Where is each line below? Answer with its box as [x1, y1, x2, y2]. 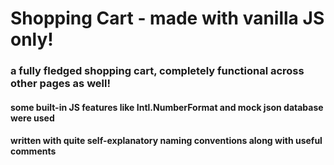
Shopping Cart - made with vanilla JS [10, 7, 325, 30]
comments [10, 145, 57, 157]
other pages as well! [10, 77, 111, 91]
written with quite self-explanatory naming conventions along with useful [10, 135, 323, 147]
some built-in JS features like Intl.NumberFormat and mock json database [10, 101, 324, 113]
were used [10, 112, 55, 124]
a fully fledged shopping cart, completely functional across [10, 64, 305, 78]
